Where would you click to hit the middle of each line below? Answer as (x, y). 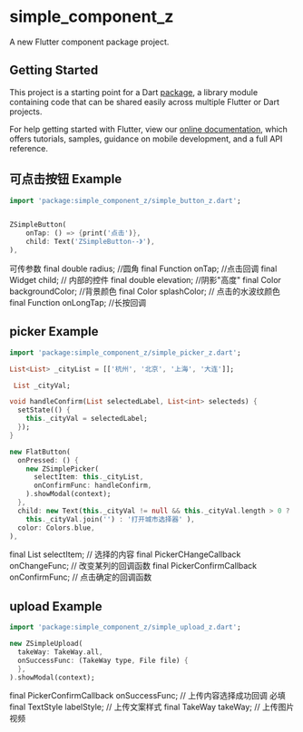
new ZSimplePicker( (63, 469)
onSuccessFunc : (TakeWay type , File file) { (103, 660)
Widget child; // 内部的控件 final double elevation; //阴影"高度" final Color (145, 279)
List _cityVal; (42, 386)
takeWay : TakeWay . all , (60, 652)
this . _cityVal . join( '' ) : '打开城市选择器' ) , (110, 519)
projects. (26, 112)
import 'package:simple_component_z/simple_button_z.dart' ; (126, 200)
